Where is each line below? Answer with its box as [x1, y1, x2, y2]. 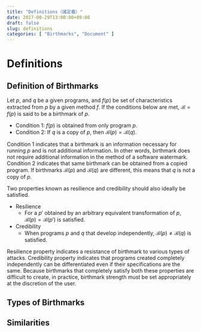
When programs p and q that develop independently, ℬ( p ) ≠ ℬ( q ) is [24, 229, 191, 237]
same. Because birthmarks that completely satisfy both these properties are [7, 267, 194, 274]
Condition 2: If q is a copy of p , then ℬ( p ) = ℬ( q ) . [15, 128, 137, 136]
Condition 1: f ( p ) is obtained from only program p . [15, 122, 138, 129]
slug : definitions [7, 25, 53, 32]
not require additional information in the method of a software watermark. [7, 154, 188, 161]
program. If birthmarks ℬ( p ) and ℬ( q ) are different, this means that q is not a [7, 166, 196, 174]
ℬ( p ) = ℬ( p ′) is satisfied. [24, 216, 86, 223]
